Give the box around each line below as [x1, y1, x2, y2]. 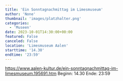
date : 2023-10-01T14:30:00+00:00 [5, 30, 73, 34]
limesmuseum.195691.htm [5, 71, 57, 77]
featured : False [5, 34, 38, 39]
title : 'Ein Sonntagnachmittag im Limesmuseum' [5, 7, 104, 12]
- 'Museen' [9, 25, 32, 30]
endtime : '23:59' [5, 52, 40, 57]
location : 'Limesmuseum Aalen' [5, 43, 69, 48]
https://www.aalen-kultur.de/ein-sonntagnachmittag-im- [5, 65, 118, 71]
